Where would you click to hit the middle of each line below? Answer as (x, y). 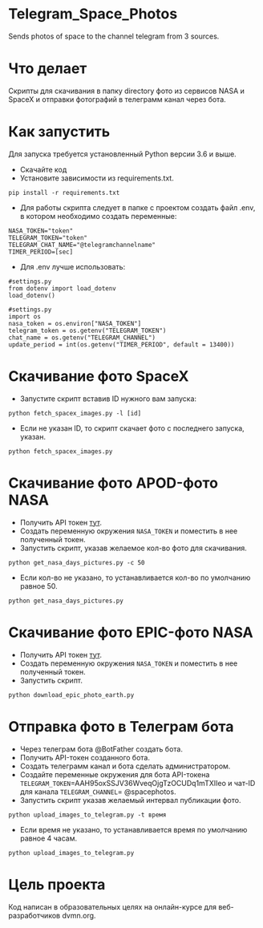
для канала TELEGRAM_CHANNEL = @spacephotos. (98, 792)
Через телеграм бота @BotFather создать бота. (101, 749)
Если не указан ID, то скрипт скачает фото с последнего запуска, (132, 428)
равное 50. (38, 586)
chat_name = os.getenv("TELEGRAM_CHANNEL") (82, 338)
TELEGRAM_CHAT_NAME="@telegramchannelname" (82, 245)
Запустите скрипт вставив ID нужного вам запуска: (108, 399)
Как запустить (59, 132)
